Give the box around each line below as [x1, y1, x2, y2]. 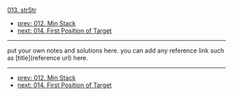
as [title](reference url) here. [7, 54, 89, 61]
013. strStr [7, 6, 37, 14]
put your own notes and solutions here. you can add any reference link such [7, 46, 225, 55]
